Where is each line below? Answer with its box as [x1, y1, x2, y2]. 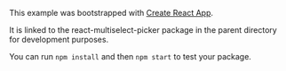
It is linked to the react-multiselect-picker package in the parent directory [9, 25, 277, 35]
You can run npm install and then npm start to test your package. [9, 51, 251, 61]
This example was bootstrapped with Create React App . [9, 8, 214, 18]
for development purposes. [9, 35, 109, 44]
